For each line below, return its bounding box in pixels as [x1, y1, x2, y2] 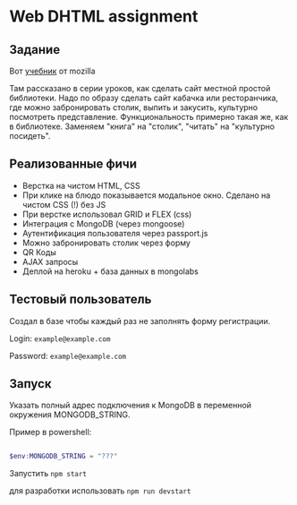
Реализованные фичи [9, 157, 137, 172]
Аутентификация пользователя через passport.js [21, 227, 208, 238]
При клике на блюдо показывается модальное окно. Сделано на [21, 190, 271, 201]
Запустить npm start [9, 468, 88, 479]
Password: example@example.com [9, 350, 127, 361]
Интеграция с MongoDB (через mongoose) [21, 218, 185, 229]
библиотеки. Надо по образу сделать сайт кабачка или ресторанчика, [9, 92, 279, 103]
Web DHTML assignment [9, 6, 199, 27]
